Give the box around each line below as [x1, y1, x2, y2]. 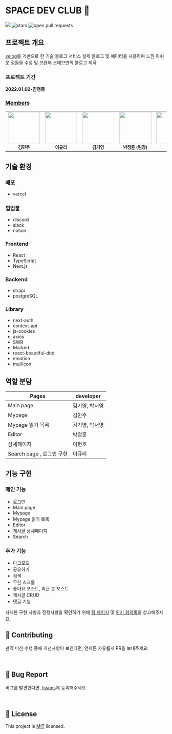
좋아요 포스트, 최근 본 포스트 [12, 586, 69, 592]
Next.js [12, 263, 28, 269]
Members [5, 99, 30, 106]
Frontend [5, 241, 29, 248]
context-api [12, 323, 37, 329]
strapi [12, 287, 25, 293]
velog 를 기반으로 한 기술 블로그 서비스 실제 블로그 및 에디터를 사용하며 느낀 [5, 53, 155, 59]
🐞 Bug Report [5, 670, 48, 679]
